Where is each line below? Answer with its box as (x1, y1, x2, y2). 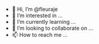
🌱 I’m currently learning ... (11, 18, 76, 25)
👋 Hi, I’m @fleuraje (11, 6, 58, 12)
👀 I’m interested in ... (11, 12, 63, 19)
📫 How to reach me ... (11, 32, 68, 38)
